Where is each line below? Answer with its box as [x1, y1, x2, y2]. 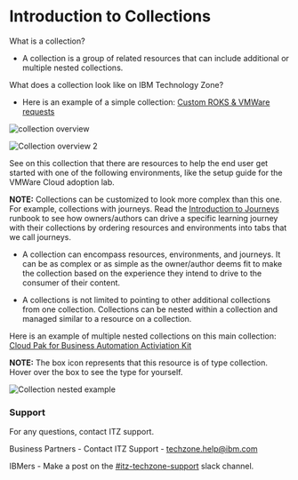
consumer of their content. [21, 277, 121, 288]
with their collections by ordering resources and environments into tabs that [9, 222, 287, 233]
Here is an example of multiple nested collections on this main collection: [9, 331, 277, 341]
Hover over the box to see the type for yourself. [9, 366, 183, 377]
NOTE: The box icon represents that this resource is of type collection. [9, 357, 269, 368]
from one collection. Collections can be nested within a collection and [21, 304, 278, 315]
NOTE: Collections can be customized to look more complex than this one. [9, 194, 283, 204]
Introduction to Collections [9, 6, 212, 27]
